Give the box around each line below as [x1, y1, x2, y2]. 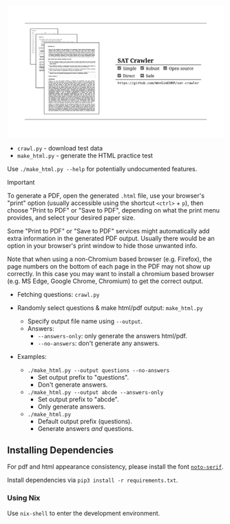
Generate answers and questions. [37, 424, 134, 433]
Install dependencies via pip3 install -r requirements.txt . [7, 476, 178, 485]
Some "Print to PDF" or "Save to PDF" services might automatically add [7, 226, 210, 235]
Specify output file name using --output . [27, 317, 143, 325]
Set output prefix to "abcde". [37, 395, 119, 403]
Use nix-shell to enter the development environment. [7, 509, 160, 517]
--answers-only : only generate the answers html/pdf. [37, 331, 187, 340]
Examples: [17, 352, 47, 360]
